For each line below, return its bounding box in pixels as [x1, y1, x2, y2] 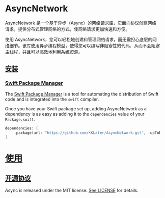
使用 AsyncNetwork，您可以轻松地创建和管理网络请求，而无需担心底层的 [5, 36, 153, 42]
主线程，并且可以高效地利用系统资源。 [5, 49, 82, 55]
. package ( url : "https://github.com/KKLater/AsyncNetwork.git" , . [14, 130, 151, 135]
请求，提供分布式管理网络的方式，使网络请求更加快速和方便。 [5, 26, 130, 32]
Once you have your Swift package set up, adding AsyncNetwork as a [5, 105, 147, 111]
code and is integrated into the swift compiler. [5, 96, 99, 102]
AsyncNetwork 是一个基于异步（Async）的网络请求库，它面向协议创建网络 [5, 20, 157, 26]
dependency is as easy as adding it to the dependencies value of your [5, 111, 145, 117]
